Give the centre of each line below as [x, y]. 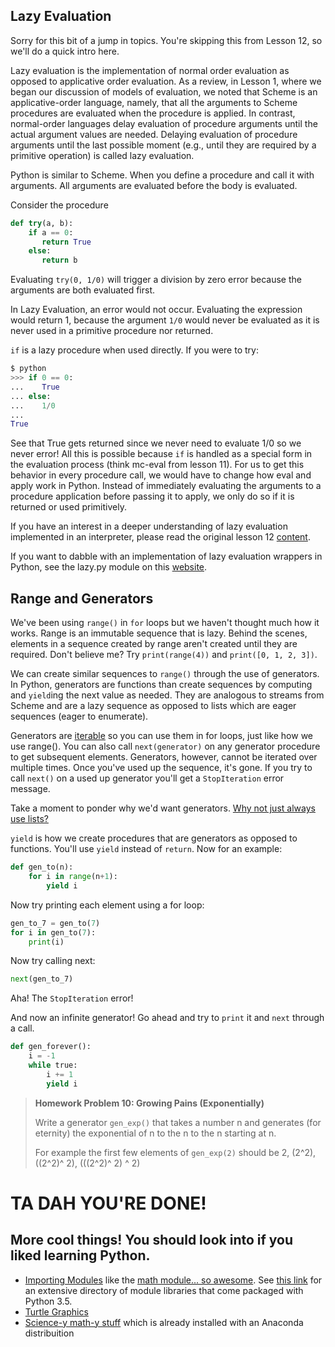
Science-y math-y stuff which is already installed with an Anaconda [164, 1322]
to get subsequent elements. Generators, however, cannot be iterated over [164, 757]
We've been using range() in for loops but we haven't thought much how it [165, 623]
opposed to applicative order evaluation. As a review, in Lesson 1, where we [166, 81]
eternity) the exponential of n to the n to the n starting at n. [155, 1133]
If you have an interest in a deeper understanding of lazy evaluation [149, 526]
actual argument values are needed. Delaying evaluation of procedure [154, 134]
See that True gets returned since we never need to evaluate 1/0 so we [156, 443]
